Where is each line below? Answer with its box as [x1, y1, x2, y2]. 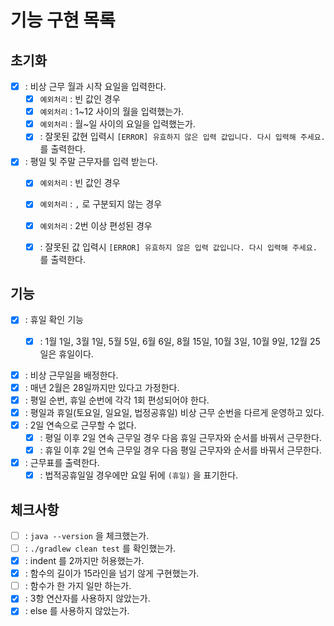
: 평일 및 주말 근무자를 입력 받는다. [24, 156, 158, 168]
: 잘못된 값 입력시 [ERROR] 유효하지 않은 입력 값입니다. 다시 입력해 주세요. [39, 241, 318, 253]
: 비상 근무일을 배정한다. [24, 369, 119, 381]
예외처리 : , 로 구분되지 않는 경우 [39, 198, 163, 210]
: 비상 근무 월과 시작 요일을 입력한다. [24, 81, 167, 92]
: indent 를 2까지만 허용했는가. [24, 555, 145, 567]
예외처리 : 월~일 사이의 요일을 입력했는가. [39, 118, 196, 130]
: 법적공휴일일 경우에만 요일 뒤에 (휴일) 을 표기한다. [39, 469, 239, 481]
